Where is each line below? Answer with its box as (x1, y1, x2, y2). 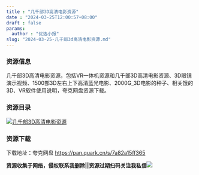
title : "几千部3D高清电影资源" (6, 8, 79, 15)
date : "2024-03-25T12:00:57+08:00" (6, 14, 98, 20)
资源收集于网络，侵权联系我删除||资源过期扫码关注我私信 (6, 162, 147, 169)
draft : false (6, 20, 42, 26)
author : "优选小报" (11, 31, 59, 37)
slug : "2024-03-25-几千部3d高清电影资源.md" (6, 36, 111, 42)
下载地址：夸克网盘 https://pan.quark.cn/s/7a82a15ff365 (6, 149, 146, 156)
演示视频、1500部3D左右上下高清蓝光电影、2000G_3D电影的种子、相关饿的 (6, 79, 194, 87)
